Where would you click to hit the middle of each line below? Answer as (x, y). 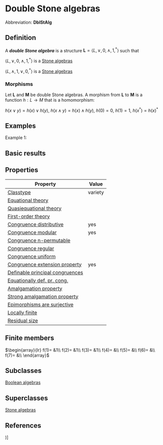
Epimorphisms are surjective (41, 304)
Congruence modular (32, 232)
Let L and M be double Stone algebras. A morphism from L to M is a (74, 95)
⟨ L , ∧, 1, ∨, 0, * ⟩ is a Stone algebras (39, 71)
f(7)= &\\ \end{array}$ (27, 355)
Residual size (23, 320)
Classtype (19, 192)
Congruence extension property (45, 264)
